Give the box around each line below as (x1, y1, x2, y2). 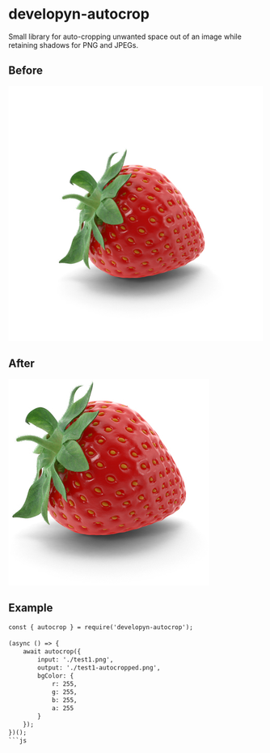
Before (8, 64, 43, 78)
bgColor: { (37, 672, 74, 680)
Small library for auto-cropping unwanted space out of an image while (8, 32, 243, 41)
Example (8, 601, 53, 615)
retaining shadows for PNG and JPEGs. (8, 40, 139, 49)
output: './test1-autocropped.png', (37, 664, 161, 672)
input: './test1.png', (37, 656, 114, 664)
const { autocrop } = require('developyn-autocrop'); (8, 623, 194, 632)
